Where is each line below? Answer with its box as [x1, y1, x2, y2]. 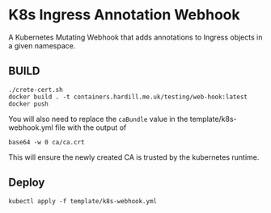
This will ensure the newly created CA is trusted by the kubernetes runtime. [8, 152, 260, 162]
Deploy [8, 176, 45, 190]
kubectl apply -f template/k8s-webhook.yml [8, 197, 158, 205]
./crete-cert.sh [8, 86, 63, 94]
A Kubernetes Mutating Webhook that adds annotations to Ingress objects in [8, 32, 263, 42]
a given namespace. [8, 40, 76, 50]
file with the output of [55, 123, 127, 132]
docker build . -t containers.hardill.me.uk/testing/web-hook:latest [8, 93, 248, 101]
